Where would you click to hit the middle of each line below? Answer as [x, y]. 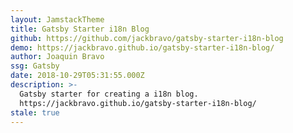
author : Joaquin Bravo [57, 57]
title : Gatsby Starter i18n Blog [80, 29]
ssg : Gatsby [35, 66]
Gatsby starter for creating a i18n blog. [109, 94]
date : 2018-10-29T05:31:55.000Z [77, 76]
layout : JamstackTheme [57, 19]
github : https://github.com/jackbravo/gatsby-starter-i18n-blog [147, 38]
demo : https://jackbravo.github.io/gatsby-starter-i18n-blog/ [142, 47]
